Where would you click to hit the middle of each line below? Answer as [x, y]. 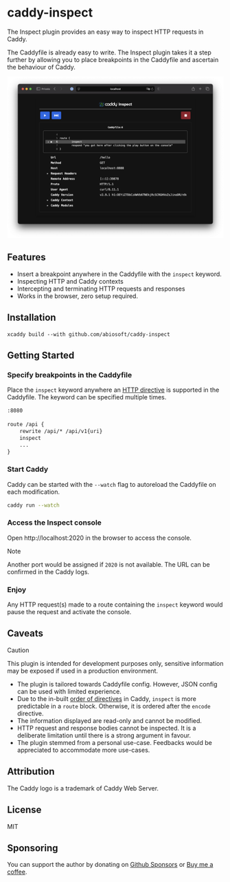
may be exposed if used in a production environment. [83, 671]
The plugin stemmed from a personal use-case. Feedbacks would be [115, 742]
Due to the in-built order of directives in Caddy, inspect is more [107, 699]
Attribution [31, 771]
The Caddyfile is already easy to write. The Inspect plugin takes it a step [109, 52]
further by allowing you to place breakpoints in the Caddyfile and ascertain [113, 59]
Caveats [25, 634]
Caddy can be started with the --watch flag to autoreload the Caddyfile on [112, 484]
